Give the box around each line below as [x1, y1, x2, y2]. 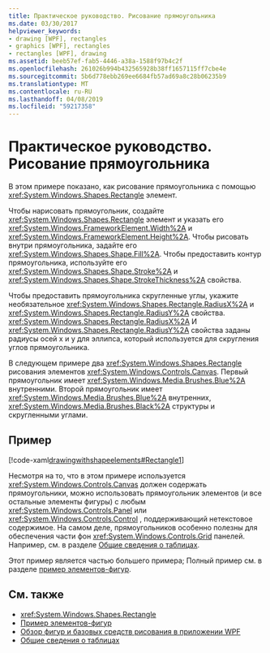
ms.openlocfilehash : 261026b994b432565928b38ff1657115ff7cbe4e [8, 65, 227, 73]
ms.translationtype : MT [8, 80, 89, 88]
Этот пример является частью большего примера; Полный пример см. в [8, 556, 262, 565]
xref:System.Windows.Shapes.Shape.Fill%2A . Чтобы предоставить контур [8, 249, 262, 259]
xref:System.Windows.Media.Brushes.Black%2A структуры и [8, 401, 216, 411]
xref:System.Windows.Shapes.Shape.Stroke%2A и [8, 266, 178, 276]
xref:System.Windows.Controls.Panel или [8, 505, 148, 515]
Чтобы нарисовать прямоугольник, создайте [8, 206, 165, 216]
